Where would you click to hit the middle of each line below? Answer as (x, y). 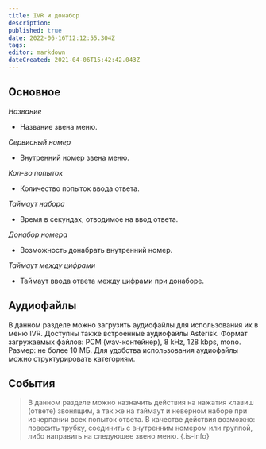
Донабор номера (38, 234)
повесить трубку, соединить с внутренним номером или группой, (140, 428)
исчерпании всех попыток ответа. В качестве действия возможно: (141, 420)
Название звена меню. (58, 126)
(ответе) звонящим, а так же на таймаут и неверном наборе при (137, 411)
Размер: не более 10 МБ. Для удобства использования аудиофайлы (123, 350)
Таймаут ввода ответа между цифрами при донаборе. (112, 281)
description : (30, 23)
